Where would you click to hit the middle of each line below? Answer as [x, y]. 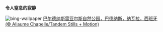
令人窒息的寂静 [21, 8]
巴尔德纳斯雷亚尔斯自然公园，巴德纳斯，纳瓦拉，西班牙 [100, 18]
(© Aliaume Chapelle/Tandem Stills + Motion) [52, 24]
